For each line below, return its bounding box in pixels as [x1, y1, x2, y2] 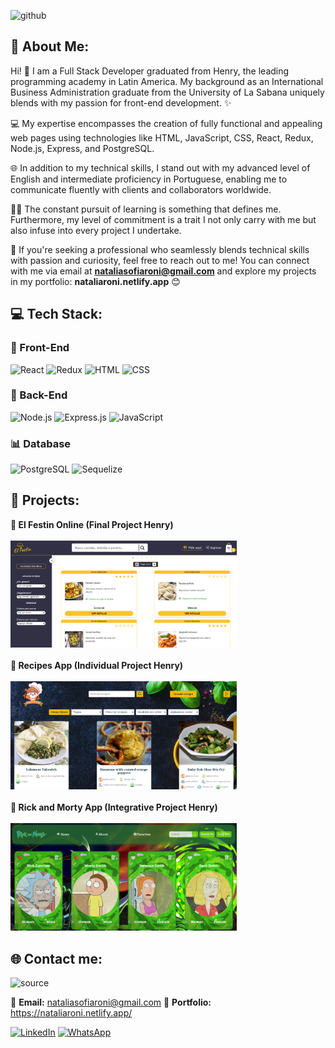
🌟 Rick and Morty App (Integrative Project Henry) [10, 801, 218, 814]
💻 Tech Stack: [10, 306, 103, 323]
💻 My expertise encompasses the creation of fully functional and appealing [10, 117, 323, 129]
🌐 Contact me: [10, 950, 103, 967]
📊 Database [10, 436, 72, 450]
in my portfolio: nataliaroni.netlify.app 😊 [10, 275, 181, 287]
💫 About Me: [10, 38, 90, 55]
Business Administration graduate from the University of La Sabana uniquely [10, 86, 325, 98]
